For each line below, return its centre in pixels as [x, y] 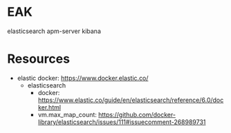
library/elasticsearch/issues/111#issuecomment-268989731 [122, 122]
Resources [39, 59]
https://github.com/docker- [137, 114]
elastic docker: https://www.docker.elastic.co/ [83, 78]
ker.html [49, 107]
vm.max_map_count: [67, 114]
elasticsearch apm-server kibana [54, 31]
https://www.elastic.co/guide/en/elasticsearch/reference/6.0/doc [131, 100]
